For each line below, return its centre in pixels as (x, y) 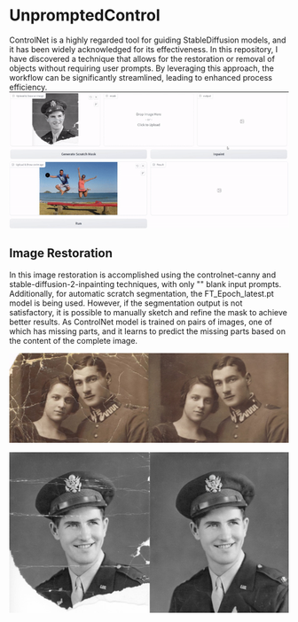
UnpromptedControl (85, 16)
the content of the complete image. (74, 340)
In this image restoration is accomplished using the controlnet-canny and (143, 275)
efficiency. (28, 87)
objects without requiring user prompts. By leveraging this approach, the (142, 68)
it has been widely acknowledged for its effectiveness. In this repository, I (144, 49)
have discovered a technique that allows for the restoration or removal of (142, 58)
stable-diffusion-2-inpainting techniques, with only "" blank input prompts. (145, 284)
